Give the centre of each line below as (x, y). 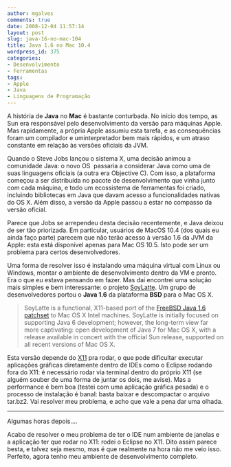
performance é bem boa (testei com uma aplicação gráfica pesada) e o (108, 387)
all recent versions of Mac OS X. (69, 344)
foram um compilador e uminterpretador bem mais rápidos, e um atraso (109, 138)
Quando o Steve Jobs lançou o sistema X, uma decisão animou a (99, 158)
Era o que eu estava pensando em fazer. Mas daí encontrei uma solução (109, 280)
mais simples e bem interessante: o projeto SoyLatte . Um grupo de (101, 287)
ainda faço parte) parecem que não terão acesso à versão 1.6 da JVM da (110, 237)
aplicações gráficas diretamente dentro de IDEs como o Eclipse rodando (110, 365)
